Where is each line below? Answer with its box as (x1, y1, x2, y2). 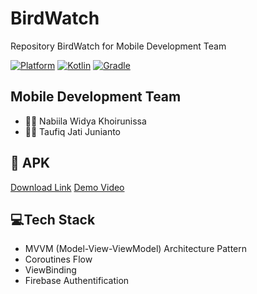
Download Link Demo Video (10, 181, 125, 193)
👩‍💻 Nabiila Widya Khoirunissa (24, 115, 147, 127)
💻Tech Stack (10, 211, 96, 228)
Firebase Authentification (24, 275, 130, 287)
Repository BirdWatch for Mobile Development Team (10, 40, 227, 52)
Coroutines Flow (24, 253, 93, 266)
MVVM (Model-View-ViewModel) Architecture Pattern (24, 243, 248, 255)
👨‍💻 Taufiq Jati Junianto (24, 125, 122, 137)
